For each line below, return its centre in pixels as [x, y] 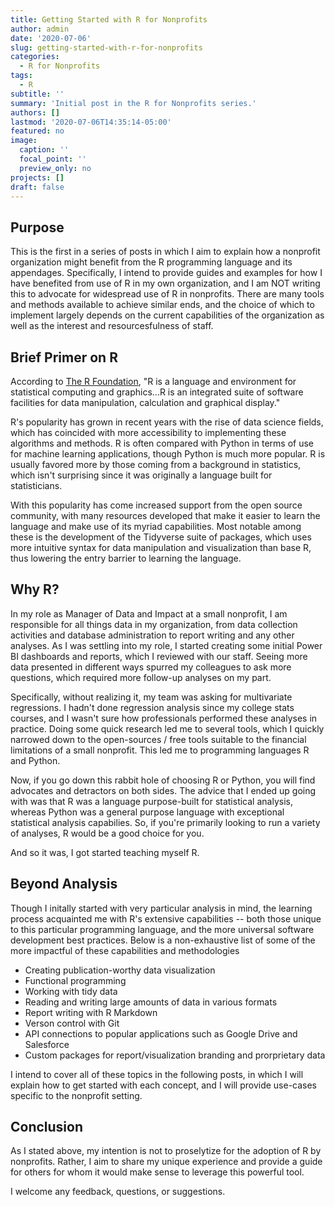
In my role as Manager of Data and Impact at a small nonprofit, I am [149, 613]
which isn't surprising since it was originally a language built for [141, 475]
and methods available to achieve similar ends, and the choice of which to [162, 305]
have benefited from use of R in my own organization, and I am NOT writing [165, 283]
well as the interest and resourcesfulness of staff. [112, 326]
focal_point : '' [53, 159]
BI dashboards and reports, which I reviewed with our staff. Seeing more [159, 656]
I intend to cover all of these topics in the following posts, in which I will [157, 1074]
